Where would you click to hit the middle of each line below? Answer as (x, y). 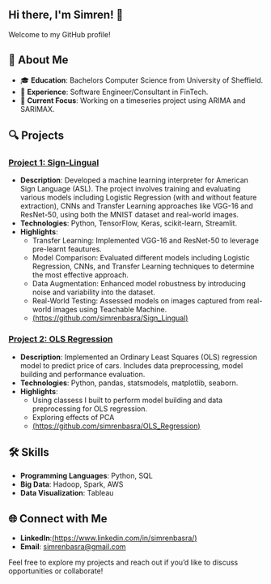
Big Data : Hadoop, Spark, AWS (72, 484)
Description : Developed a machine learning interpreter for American (134, 180)
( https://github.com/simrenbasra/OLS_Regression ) (116, 426)
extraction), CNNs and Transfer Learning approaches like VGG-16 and (136, 206)
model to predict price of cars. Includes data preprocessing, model (131, 365)
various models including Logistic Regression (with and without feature (138, 198)
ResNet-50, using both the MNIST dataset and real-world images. (129, 215)
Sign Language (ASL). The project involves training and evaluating (130, 189)
